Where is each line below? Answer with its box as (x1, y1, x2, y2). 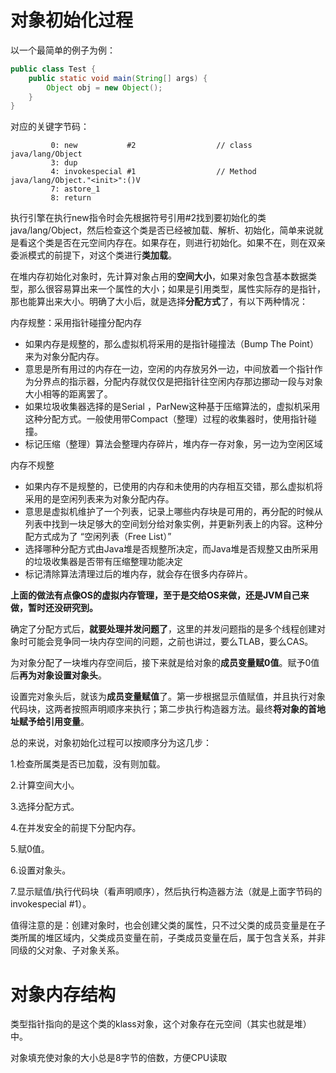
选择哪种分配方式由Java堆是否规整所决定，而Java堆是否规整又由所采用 (24, 543, 319, 555)
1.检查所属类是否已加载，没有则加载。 (10, 758, 166, 770)
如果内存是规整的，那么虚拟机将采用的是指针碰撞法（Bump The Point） (24, 338, 319, 350)
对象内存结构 (10, 983, 117, 1006)
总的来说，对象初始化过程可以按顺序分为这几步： (10, 737, 212, 749)
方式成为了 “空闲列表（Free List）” (33, 531, 172, 543)
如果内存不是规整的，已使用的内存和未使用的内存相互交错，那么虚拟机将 (24, 481, 323, 493)
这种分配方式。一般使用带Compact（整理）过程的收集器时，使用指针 (24, 413, 308, 425)
